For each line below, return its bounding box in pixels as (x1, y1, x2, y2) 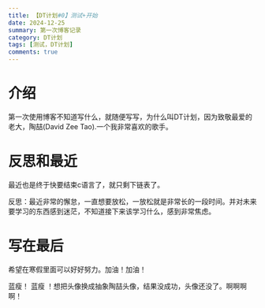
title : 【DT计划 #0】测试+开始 (8, 11, 99, 20)
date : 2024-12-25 (8, 19, 65, 27)
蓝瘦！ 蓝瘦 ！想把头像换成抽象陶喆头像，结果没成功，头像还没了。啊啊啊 (8, 281, 247, 291)
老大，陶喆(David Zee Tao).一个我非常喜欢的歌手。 (8, 121, 174, 131)
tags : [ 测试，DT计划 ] (8, 41, 73, 49)
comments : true (8, 48, 58, 56)
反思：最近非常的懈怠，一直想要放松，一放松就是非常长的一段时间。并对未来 (8, 196, 257, 206)
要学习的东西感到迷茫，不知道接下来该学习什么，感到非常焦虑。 (8, 206, 215, 216)
